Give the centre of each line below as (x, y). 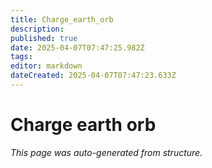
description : (37, 29)
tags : (21, 57)
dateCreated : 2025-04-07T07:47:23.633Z (93, 76)
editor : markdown (46, 66)
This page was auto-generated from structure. (106, 152)
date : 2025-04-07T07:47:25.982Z (77, 47)
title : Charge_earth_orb (62, 19)
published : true (44, 38)
